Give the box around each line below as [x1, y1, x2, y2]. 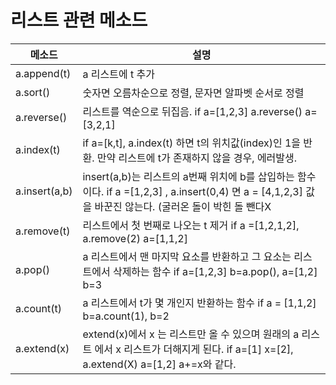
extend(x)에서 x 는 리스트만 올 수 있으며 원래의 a [82, 327, 300, 341]
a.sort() [15, 85, 51, 99]
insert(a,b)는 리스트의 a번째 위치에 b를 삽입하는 [82, 169, 295, 183]
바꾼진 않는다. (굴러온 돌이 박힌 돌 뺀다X [94, 199, 272, 213]
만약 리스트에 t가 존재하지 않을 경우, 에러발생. [96, 151, 298, 165]
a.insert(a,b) [15, 184, 73, 198]
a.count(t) [15, 301, 62, 315]
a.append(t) [15, 66, 72, 80]
